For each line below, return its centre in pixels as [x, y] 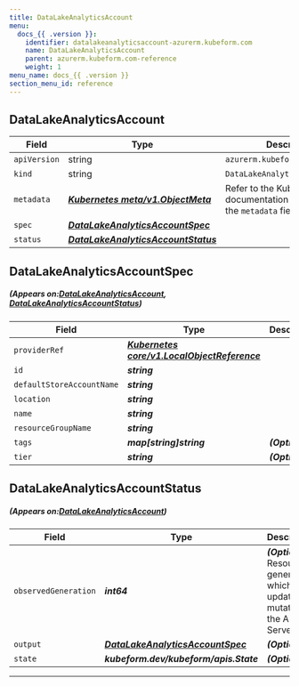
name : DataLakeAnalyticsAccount [85, 51]
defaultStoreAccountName [66, 384]
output [28, 645]
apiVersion [36, 160]
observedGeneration [55, 591]
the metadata [252, 211]
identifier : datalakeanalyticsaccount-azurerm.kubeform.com [139, 42]
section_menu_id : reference [61, 84]
